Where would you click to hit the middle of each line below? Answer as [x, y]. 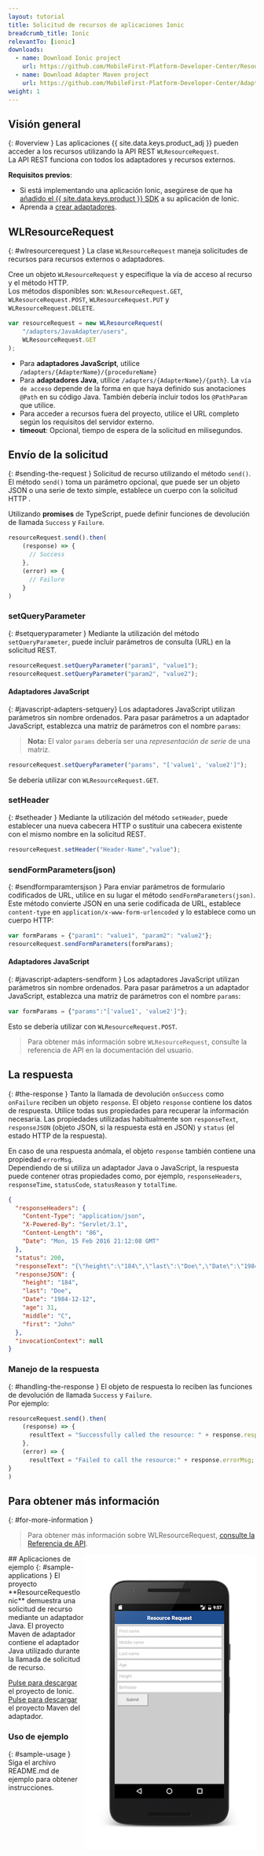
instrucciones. [31, 1788]
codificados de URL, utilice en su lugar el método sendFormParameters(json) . [132, 895]
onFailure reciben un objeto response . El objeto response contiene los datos [130, 1102]
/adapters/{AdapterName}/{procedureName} [88, 372]
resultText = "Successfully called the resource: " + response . [136, 1435]
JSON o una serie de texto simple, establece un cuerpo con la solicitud [123, 490]
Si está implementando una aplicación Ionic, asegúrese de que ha [126, 190]
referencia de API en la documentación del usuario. [110, 1050]
